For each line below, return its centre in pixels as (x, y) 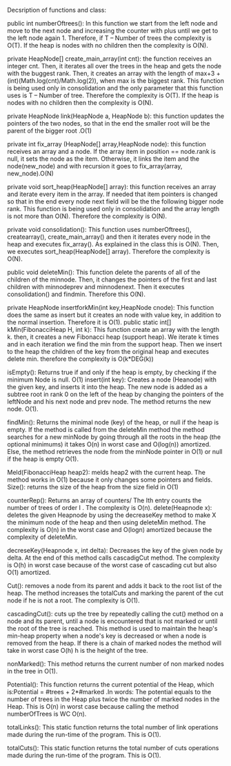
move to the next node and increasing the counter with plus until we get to (113, 31)
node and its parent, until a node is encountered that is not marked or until (112, 621)
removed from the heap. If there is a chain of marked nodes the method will (114, 643)
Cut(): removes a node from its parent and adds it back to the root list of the (114, 586)
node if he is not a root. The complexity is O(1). (73, 600)
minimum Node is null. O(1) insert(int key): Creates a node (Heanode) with (112, 380)
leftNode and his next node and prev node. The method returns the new (109, 402)
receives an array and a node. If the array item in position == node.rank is (111, 151)
